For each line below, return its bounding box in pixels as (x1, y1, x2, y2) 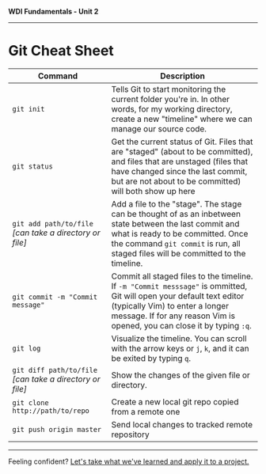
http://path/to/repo (12, 406, 89, 415)
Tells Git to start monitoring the (111, 83, 226, 94)
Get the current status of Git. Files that (111, 136, 253, 147)
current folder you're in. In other (111, 93, 230, 104)
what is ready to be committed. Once (111, 228, 249, 239)
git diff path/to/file (12, 366, 97, 374)
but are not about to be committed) (111, 176, 241, 187)
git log (12, 343, 41, 353)
